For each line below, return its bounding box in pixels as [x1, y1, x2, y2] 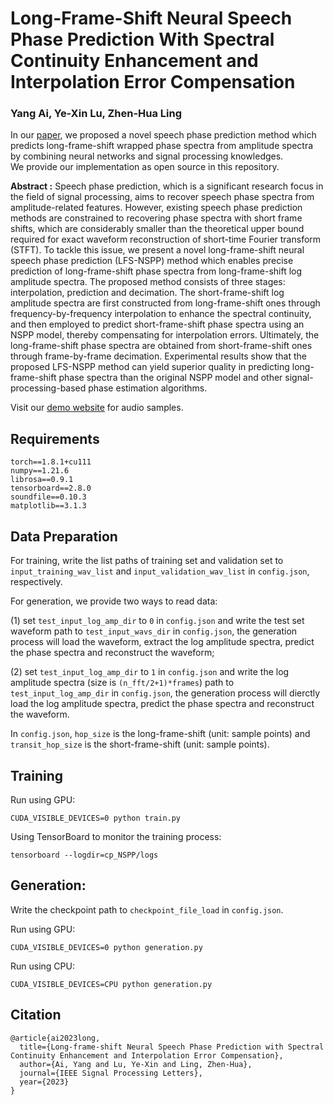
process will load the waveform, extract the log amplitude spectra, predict [10, 636, 315, 648]
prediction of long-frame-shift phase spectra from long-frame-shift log [10, 265, 303, 277]
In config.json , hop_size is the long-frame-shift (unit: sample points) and [10, 728, 311, 740]
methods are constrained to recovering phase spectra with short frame [10, 212, 303, 224]
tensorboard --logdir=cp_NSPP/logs [10, 850, 159, 860]
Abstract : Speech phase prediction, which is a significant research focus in [10, 180, 324, 192]
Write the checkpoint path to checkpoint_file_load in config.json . [10, 903, 284, 916]
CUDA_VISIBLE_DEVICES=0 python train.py [10, 813, 182, 823]
